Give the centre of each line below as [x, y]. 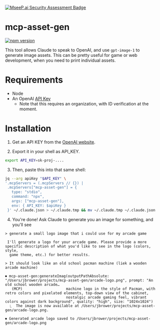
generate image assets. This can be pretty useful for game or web [71, 55]
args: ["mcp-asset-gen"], [38, 201]
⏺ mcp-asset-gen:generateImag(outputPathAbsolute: [57, 276]
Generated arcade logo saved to [42, 318]
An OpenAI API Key [31, 98]
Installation [28, 129]
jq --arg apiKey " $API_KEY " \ [36, 178]
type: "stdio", [27, 192]
